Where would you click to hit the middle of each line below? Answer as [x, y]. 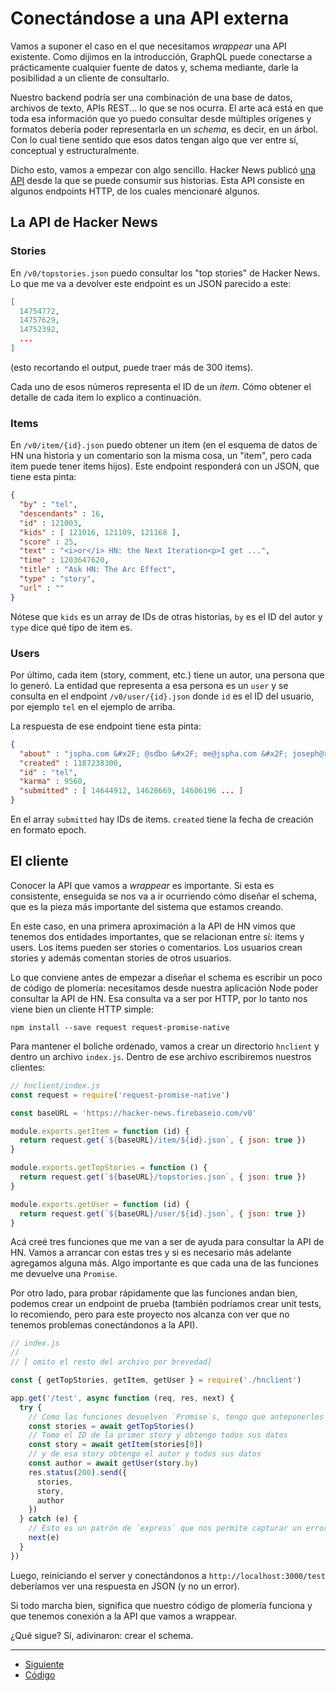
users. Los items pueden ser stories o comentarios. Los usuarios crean [156, 947]
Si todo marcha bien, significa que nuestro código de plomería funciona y [161, 1605]
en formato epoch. [48, 830]
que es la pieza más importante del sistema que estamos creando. [147, 906]
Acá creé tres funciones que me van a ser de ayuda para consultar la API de [167, 1242]
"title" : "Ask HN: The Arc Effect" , [98, 570]
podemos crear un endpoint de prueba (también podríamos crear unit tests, [166, 1304]
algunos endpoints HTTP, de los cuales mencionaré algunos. [135, 191]
